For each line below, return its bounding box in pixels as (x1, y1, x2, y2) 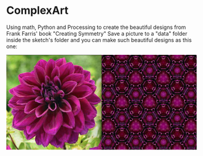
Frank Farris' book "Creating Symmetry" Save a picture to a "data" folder (6, 30, 188, 37)
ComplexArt (6, 4, 69, 17)
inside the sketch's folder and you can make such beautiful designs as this (6, 36, 192, 43)
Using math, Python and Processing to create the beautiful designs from (6, 23, 186, 31)
